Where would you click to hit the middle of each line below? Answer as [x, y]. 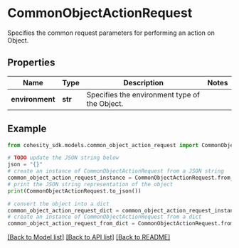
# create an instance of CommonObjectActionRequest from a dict [105, 217]
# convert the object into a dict [59, 204]
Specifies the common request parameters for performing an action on [111, 33]
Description [144, 82]
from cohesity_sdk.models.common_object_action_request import [103, 145]
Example [27, 129]
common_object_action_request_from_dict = [71, 224]
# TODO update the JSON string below [63, 158]
